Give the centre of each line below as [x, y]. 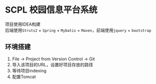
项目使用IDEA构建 [23, 24]
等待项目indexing [29, 70]
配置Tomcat [24, 77]
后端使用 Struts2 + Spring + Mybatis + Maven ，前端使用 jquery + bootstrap [78, 30]
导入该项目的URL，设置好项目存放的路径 [52, 64]
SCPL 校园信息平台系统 [51, 10]
